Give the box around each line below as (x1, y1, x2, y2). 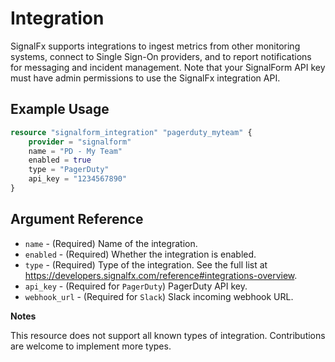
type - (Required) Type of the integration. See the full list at (24, 258, 268, 271)
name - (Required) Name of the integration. (24, 237, 198, 249)
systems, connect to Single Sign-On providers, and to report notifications (10, 50, 312, 62)
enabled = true (28, 155, 92, 166)
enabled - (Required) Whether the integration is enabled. (24, 248, 257, 260)
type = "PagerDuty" (28, 165, 110, 175)
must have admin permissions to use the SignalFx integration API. (10, 72, 281, 84)
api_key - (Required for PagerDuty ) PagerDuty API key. (24, 280, 248, 292)
